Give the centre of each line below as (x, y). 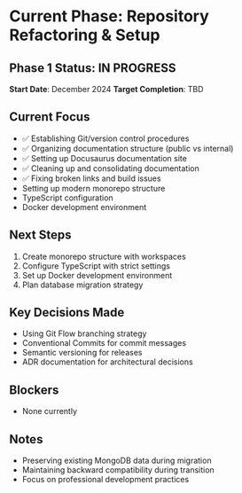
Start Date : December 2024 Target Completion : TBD (106, 89)
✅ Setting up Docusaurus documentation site (105, 158)
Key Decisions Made (67, 313)
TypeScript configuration (67, 198)
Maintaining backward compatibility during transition (118, 470)
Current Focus (50, 117)
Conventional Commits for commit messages (104, 343)
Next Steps (40, 235)
